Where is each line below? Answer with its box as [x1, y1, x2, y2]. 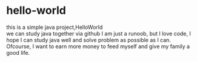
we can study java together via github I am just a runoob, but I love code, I [6, 29, 191, 37]
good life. [6, 49, 30, 56]
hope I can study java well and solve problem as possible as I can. [6, 36, 172, 43]
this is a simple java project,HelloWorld [6, 23, 103, 31]
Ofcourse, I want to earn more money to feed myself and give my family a [6, 43, 190, 50]
